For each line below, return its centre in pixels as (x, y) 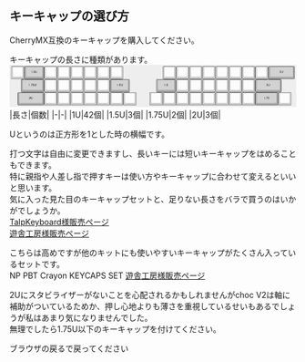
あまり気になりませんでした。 (97, 318)
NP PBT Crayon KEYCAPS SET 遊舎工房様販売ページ (107, 275)
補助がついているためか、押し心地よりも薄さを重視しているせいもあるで (145, 306)
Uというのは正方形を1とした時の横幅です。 (90, 134)
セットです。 (41, 264)
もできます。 (33, 165)
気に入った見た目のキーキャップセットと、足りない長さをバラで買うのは (145, 200)
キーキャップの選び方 (69, 16)
